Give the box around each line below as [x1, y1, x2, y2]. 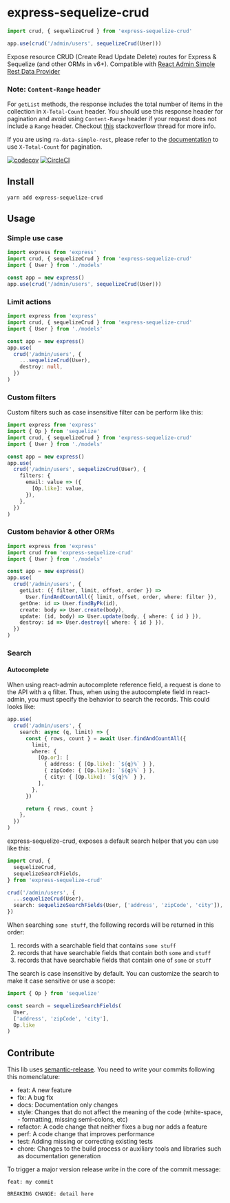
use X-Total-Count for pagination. [7, 143, 103, 151]
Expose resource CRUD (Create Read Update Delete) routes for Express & [7, 52, 217, 61]
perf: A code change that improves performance [17, 1130, 155, 1138]
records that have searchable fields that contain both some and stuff [17, 949, 211, 956]
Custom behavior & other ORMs [7, 527, 115, 536]
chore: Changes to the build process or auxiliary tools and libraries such [17, 1144, 222, 1153]
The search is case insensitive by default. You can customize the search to [7, 970, 220, 977]
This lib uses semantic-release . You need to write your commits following [7, 1065, 216, 1074]
